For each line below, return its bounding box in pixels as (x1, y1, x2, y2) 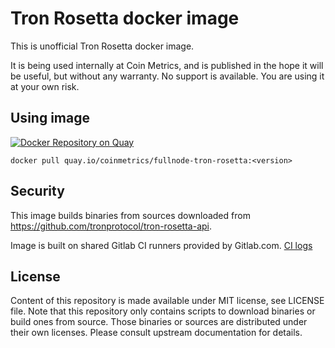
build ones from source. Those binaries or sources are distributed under (10, 316, 308, 328)
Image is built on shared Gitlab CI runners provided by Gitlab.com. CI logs (10, 239, 313, 251)
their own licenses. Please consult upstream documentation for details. (10, 327, 303, 339)
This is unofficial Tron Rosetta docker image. (10, 40, 195, 52)
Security (10, 183, 65, 200)
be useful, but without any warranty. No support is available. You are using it (10, 70, 325, 82)
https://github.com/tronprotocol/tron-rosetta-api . (10, 220, 213, 232)
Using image (10, 110, 90, 127)
